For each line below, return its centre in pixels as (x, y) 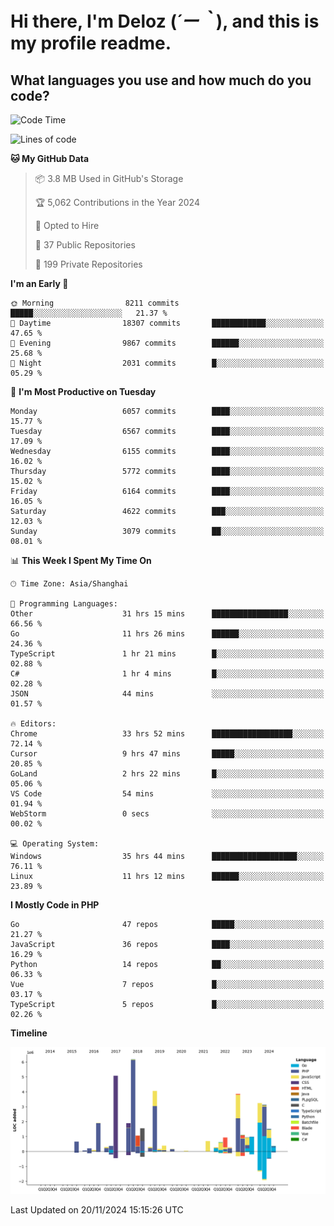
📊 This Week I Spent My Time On (81, 560)
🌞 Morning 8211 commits (95, 303)
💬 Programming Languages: (64, 604)
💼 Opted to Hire (67, 225)
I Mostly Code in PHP (55, 905)
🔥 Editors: (33, 724)
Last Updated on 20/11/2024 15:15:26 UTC (97, 1210)
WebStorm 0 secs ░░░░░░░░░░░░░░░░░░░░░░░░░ (167, 814)
